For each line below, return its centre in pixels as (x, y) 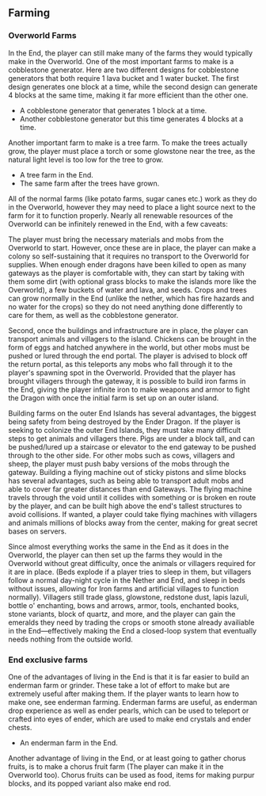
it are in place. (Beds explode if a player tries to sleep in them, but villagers (130, 572)
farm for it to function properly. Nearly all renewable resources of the (121, 215)
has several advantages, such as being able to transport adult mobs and (126, 480)
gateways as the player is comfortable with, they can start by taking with (126, 273)
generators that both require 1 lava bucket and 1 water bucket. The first (124, 78)
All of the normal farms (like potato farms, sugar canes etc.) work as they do (133, 198)
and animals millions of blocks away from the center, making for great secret (133, 522)
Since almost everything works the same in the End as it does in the (119, 546)
